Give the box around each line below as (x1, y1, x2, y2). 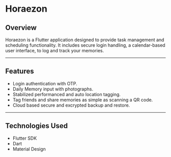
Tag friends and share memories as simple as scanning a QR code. (12, 97, 153, 103)
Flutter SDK (12, 135, 37, 141)
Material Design (12, 146, 46, 152)
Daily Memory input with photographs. (12, 86, 93, 92)
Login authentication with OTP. (12, 80, 77, 86)
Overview (5, 23, 37, 32)
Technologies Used (5, 121, 68, 130)
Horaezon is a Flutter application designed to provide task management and (5, 37, 164, 43)
